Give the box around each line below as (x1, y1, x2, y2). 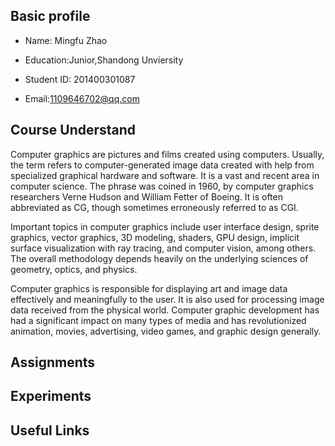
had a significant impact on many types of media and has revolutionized (10, 314, 307, 326)
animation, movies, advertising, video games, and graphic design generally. (10, 325, 322, 337)
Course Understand (10, 122, 137, 139)
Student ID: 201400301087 (24, 73, 136, 85)
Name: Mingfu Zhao (24, 34, 108, 46)
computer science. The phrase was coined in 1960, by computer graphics (10, 180, 314, 192)
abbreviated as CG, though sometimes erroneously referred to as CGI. (10, 201, 299, 213)
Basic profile (10, 8, 91, 25)
